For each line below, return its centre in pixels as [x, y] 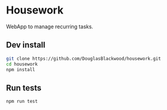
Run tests [24, 88]
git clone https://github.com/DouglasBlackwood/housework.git [83, 59]
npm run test [22, 101]
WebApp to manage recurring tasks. [50, 26]
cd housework [22, 64]
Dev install [26, 45]
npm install [21, 69]
